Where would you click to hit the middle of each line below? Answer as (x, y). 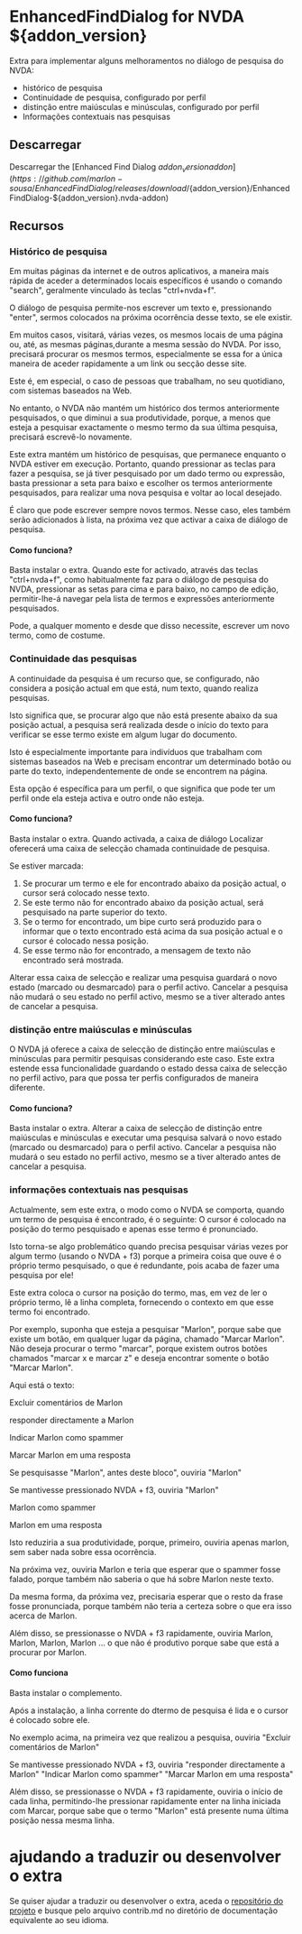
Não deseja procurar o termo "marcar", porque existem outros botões (138, 1348)
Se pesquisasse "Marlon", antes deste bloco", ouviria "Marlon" (125, 1472)
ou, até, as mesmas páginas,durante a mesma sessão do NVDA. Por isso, (146, 345)
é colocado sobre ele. (50, 1719)
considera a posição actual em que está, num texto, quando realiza (134, 688)
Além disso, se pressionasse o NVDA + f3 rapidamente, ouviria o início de (146, 1791)
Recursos (37, 226)
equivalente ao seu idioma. (59, 1920)
